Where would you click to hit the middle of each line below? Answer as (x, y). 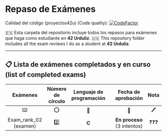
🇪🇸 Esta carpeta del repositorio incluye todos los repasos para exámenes (81, 32)
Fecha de (129, 92)
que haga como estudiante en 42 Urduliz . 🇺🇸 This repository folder (75, 38)
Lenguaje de (88, 92)
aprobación (129, 98)
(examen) (25, 126)
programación (88, 98)
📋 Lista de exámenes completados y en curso (78, 65)
